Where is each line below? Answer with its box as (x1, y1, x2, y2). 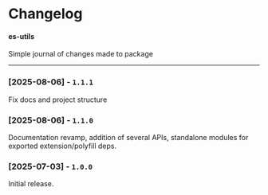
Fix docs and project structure (8, 95, 108, 104)
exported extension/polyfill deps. (8, 141, 117, 150)
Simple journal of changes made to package (8, 49, 154, 59)
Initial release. (8, 179, 54, 189)
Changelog (8, 5, 83, 23)
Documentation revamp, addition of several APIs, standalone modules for (8, 132, 249, 142)
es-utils (8, 31, 35, 41)
